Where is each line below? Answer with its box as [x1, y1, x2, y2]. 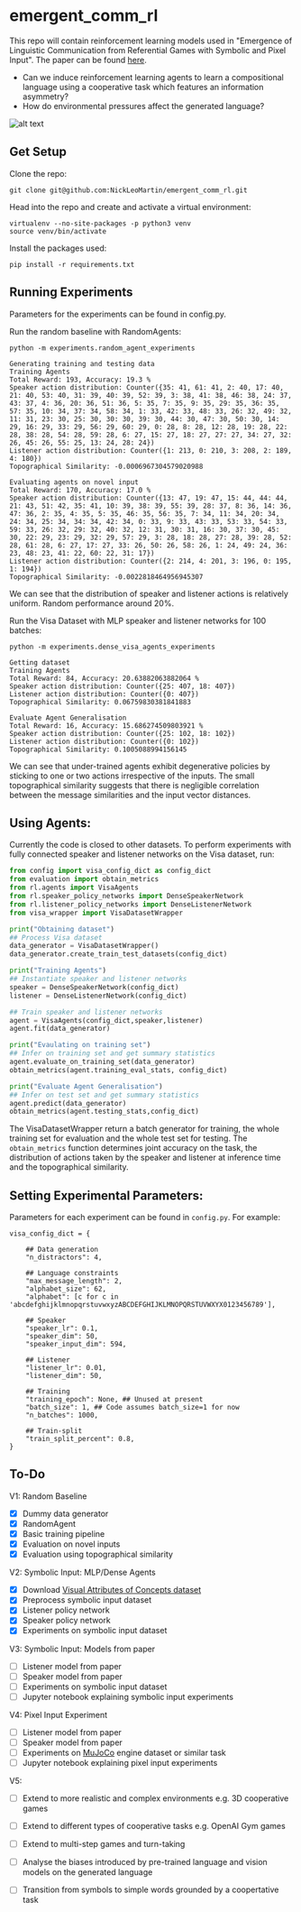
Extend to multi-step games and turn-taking [22, 1839, 186, 1850]
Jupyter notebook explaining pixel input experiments [22, 1757, 218, 1768]
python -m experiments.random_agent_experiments [9, 344, 196, 353]
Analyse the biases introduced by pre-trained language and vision [22, 1857, 268, 1868]
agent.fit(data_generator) [9, 1025, 111, 1034]
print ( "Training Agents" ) [9, 966, 106, 975]
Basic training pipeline [22, 1529, 105, 1539]
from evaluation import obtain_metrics [9, 875, 160, 884]
